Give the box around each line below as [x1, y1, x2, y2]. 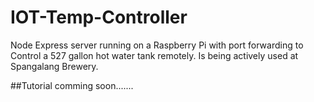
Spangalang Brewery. [10, 60, 99, 72]
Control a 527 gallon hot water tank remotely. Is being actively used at [10, 49, 299, 61]
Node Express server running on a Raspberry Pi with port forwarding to [10, 39, 304, 51]
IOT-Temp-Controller [10, 6, 188, 29]
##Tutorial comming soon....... [10, 79, 134, 91]
